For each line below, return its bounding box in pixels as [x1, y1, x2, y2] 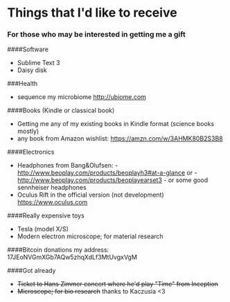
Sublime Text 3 [17, 59, 60, 67]
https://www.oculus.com [17, 198, 88, 206]
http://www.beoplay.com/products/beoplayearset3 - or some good [17, 176, 209, 184]
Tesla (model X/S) [17, 225, 69, 233]
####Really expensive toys [7, 211, 85, 220]
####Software [7, 45, 48, 53]
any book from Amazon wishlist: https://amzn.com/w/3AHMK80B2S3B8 [17, 134, 223, 143]
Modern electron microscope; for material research [17, 232, 164, 240]
